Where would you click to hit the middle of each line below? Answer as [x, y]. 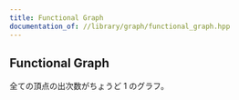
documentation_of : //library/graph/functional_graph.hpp [120, 26]
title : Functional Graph [57, 18]
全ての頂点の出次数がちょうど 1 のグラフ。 [89, 86]
